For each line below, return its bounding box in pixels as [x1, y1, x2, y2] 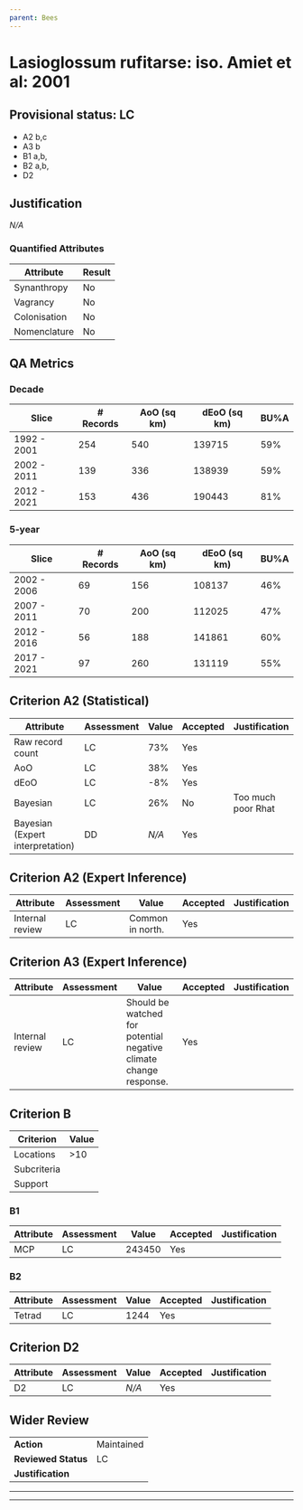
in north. [129, 923, 165, 936]
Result [82, 266, 111, 278]
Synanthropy [14, 281, 69, 294]
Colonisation [14, 310, 68, 323]
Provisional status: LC [9, 108, 135, 123]
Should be [125, 996, 170, 1009]
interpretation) [14, 839, 75, 852]
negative [125, 1042, 163, 1054]
